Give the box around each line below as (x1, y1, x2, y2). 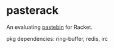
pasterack (6, 4, 59, 17)
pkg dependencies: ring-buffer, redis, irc (6, 35, 108, 42)
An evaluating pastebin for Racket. (6, 23, 93, 31)
